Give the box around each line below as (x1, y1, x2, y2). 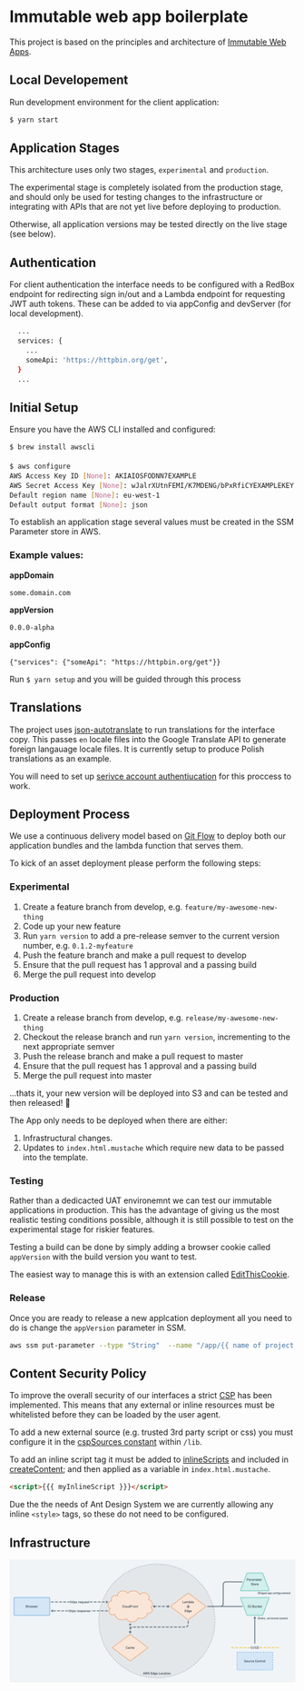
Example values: (9, 549, 84, 562)
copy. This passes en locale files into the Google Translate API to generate (9, 733, 287, 744)
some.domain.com (9, 588, 71, 597)
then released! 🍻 (9, 1097, 71, 1108)
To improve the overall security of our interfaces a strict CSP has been (9, 1390, 272, 1401)
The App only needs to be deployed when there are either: (9, 1115, 229, 1126)
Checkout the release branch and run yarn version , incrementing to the (22, 1031, 290, 1042)
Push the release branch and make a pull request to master (22, 1050, 243, 1061)
